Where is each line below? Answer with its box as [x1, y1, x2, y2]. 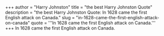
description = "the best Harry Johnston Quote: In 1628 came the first [5, 9, 147, 15]
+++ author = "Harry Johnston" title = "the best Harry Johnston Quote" [5, 4, 153, 10]
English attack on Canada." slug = [5, 15, 75, 20]
